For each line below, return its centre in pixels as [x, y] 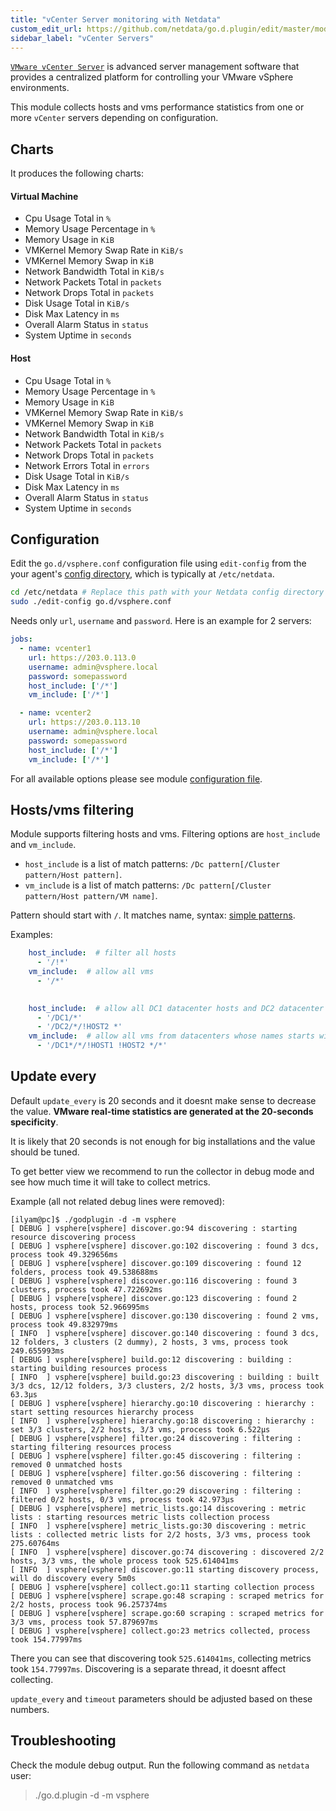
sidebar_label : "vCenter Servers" [82, 38]
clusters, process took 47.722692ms [86, 1289]
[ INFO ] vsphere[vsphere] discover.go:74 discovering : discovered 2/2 [167, 1552]
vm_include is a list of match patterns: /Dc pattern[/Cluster [148, 885]
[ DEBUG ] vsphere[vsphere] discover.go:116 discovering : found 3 [154, 1281]
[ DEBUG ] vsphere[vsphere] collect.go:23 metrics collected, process [160, 1631]
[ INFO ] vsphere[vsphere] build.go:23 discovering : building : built [165, 1377]
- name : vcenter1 [55, 649]
